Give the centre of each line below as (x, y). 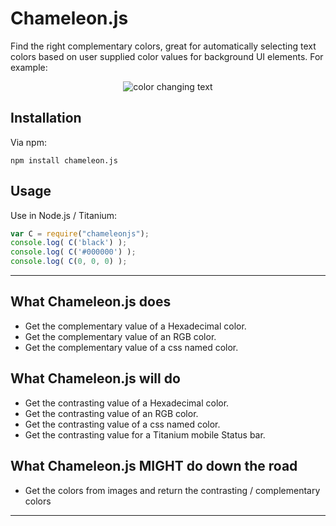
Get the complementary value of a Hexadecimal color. (135, 326)
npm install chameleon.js (64, 160)
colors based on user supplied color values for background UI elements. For (167, 56)
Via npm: (28, 142)
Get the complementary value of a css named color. (131, 347)
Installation (46, 118)
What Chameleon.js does (91, 302)
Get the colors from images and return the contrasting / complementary (172, 490)
